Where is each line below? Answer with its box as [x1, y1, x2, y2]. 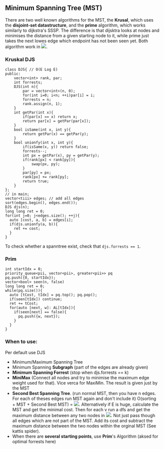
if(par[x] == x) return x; [23, 114, 78, 119]
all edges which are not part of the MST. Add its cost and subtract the [12, 418, 153, 423]
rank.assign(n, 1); [23, 102, 63, 107]
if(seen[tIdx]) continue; [9, 297, 63, 302]
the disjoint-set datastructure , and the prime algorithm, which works [5, 22, 146, 28]
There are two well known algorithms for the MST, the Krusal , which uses [5, 17, 154, 23]
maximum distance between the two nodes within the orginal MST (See [12, 422, 157, 429]
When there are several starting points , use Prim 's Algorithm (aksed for [12, 433, 159, 439]
